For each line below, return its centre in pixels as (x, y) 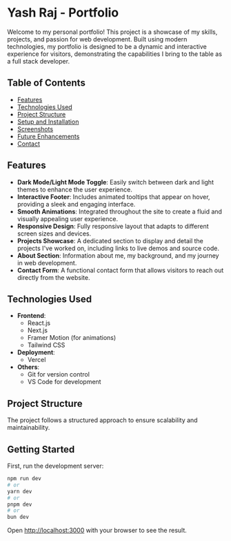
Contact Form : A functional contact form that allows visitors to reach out (120, 270)
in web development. (47, 263)
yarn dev (20, 491)
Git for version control (58, 374)
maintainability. (29, 428)
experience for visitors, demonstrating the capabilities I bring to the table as (115, 54)
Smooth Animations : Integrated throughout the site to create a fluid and (120, 211)
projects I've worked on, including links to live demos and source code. (118, 248)
